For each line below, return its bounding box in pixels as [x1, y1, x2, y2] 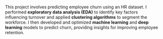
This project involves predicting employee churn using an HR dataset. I [5, 4, 147, 10]
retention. [5, 30, 24, 35]
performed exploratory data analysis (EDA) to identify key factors [5, 9, 138, 15]
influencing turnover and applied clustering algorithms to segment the [5, 14, 147, 20]
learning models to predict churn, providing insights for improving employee [5, 25, 158, 30]
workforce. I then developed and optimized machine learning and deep [5, 19, 149, 25]
